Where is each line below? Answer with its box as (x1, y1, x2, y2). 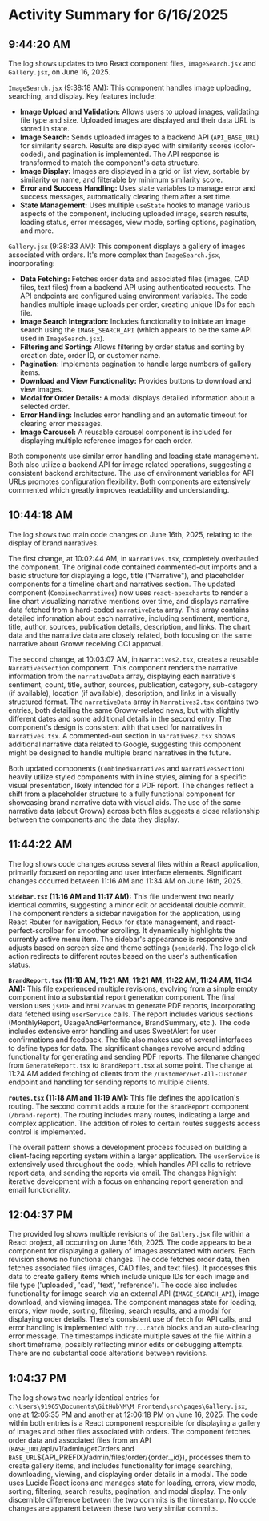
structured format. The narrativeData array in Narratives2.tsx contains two (8, 697, 259, 706)
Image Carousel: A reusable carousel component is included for (19, 427, 232, 437)
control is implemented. (8, 1127, 86, 1137)
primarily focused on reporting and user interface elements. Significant (8, 867, 243, 877)
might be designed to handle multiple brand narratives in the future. (8, 747, 231, 758)
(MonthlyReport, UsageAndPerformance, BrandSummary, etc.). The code (8, 1017, 251, 1027)
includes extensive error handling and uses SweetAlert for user (8, 1026, 216, 1036)
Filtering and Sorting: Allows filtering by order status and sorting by (19, 342, 245, 352)
